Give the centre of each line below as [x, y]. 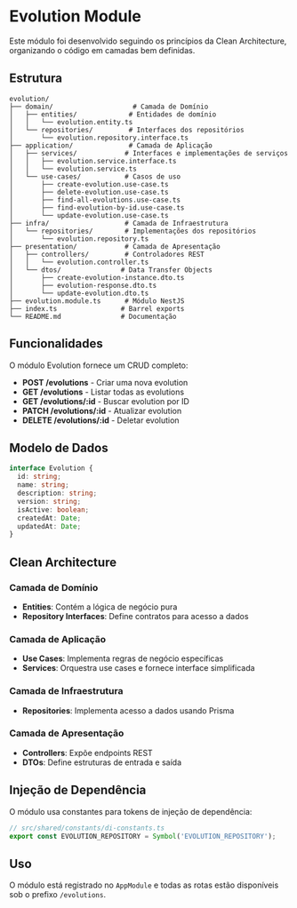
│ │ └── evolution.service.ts [73, 169]
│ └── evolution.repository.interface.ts [99, 138]
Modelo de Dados [59, 447]
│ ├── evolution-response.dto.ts [83, 285]
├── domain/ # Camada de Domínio [109, 107]
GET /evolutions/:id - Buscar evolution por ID [105, 401]
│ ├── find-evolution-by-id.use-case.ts [97, 207]
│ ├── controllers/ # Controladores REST [107, 254]
